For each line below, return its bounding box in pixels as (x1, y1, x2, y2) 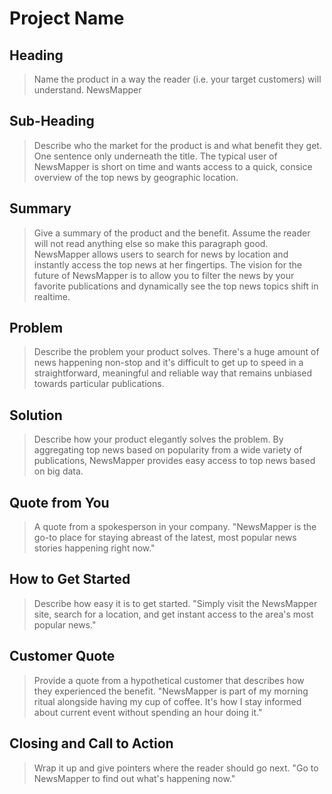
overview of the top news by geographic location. (33, 171, 239, 183)
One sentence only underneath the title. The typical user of (33, 150, 278, 162)
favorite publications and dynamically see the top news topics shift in (33, 280, 319, 292)
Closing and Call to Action (9, 735, 174, 752)
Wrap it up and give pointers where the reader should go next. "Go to (33, 762, 319, 774)
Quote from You (9, 494, 110, 511)
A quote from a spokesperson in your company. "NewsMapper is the (33, 521, 317, 533)
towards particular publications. (33, 378, 165, 390)
